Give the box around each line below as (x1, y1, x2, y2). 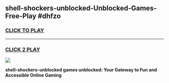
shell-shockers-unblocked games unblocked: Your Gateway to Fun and (5, 66, 157, 72)
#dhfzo (37, 12, 61, 21)
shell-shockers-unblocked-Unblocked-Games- (5, 4, 157, 13)
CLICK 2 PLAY (5, 46, 40, 53)
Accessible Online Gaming (5, 72, 62, 78)
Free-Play (5, 12, 37, 21)
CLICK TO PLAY (5, 27, 44, 34)
